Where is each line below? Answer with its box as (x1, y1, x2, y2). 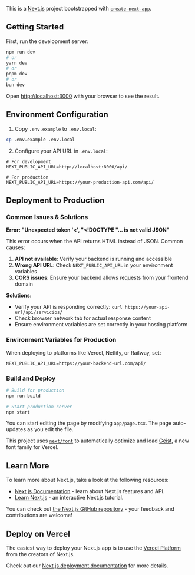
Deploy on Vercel (6, 528, 71, 538)
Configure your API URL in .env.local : (14, 147, 108, 154)
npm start (6, 409, 31, 415)
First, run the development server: (6, 38, 89, 45)
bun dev (6, 82, 25, 88)
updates (6, 426, 27, 433)
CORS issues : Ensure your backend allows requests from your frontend (14, 274, 189, 282)
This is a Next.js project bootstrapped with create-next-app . (6, 5, 152, 12)
